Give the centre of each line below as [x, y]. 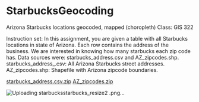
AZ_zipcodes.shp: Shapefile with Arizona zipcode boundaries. [82, 70]
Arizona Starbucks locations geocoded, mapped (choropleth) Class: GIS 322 [100, 27]
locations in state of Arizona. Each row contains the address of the [88, 45]
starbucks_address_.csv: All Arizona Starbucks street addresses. [86, 64]
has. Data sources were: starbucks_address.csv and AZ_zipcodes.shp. [93, 57]
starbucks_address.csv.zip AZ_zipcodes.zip [60, 81]
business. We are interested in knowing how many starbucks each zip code [99, 51]
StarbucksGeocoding [60, 11]
